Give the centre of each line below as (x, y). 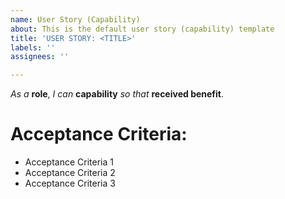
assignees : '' (40, 57)
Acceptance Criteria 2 (70, 173)
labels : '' (33, 47)
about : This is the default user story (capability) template (142, 29)
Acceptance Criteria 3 (70, 183)
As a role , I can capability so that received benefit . (117, 94)
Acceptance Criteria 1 (69, 162)
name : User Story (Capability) (75, 19)
